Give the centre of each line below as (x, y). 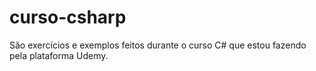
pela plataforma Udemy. (59, 55)
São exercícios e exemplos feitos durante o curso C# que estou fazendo (158, 45)
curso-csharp (68, 17)
